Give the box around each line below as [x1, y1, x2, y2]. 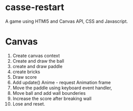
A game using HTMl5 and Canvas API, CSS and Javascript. [5, 18, 128, 24]
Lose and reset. [12, 100, 46, 107]
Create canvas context [12, 52, 60, 59]
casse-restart [5, 2, 65, 13]
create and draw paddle [12, 63, 63, 69]
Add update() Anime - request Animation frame [12, 79, 111, 85]
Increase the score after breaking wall [12, 95, 92, 101]
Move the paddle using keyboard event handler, [12, 85, 112, 91]
